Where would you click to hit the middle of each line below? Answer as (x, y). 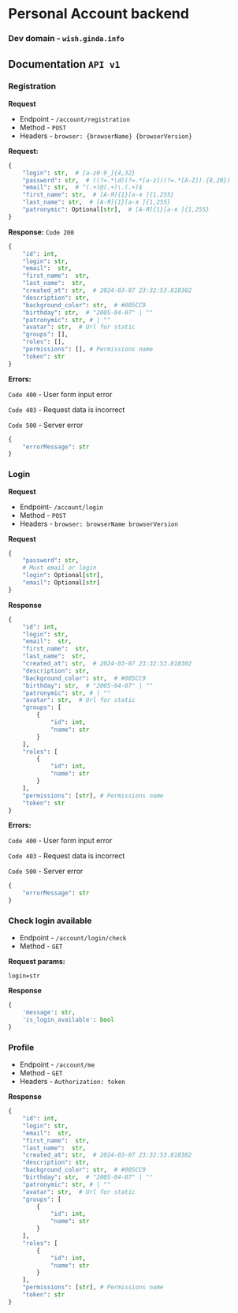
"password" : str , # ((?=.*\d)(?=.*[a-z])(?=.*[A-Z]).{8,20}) (126, 180)
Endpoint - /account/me (57, 1065)
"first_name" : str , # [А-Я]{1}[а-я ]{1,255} (99, 195)
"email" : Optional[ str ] (61, 583)
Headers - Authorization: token (73, 1082)
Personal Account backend (99, 14)
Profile (21, 1047)
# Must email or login (59, 568)
